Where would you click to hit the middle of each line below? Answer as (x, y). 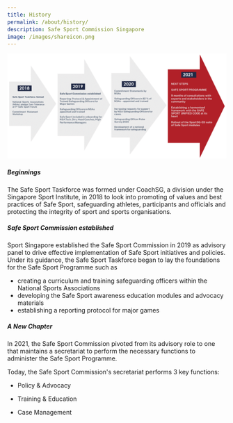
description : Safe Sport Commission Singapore (76, 29)
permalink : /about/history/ (48, 22)
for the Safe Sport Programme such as (62, 267)
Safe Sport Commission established (61, 227)
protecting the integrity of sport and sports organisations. (89, 212)
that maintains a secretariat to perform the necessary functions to (102, 351)
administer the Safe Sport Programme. (62, 358)
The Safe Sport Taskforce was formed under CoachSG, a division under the (115, 190)
